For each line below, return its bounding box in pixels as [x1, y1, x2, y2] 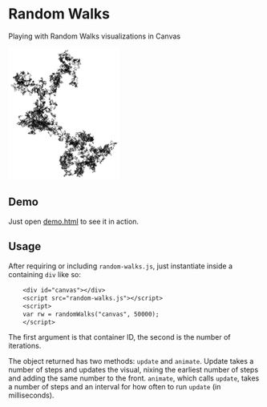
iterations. [8, 341, 42, 350]
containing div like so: [8, 269, 82, 279]
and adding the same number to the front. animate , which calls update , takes [8, 373, 260, 383]
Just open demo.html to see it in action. [8, 216, 139, 226]
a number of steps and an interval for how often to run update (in [8, 381, 221, 391]
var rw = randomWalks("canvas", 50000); [22, 310, 160, 318]
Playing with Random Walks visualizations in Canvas [8, 31, 181, 41]
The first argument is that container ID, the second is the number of [8, 332, 231, 341]
